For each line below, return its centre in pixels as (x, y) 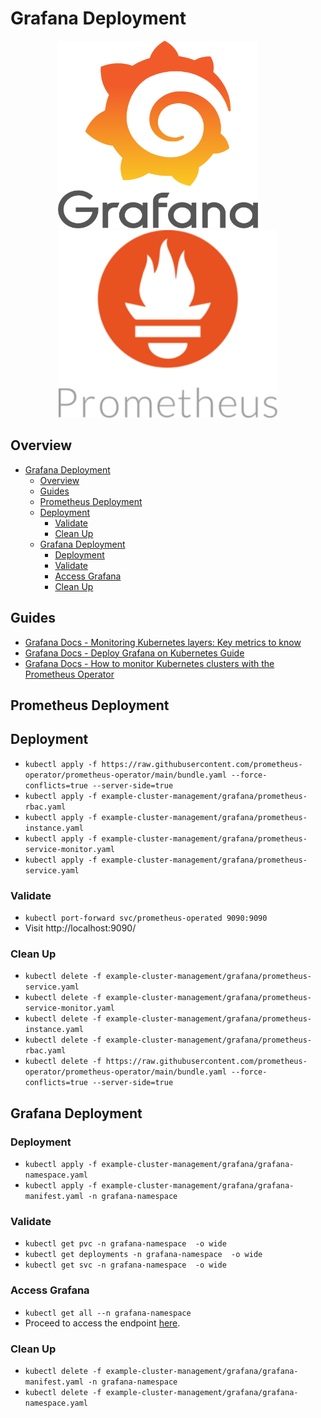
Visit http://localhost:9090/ (80, 928)
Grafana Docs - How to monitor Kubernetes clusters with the (149, 663)
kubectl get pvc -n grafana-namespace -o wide (125, 1244)
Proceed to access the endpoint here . (102, 1323)
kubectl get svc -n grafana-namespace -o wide (125, 1265)
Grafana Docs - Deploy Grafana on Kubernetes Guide (134, 653)
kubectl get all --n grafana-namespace (108, 1313)
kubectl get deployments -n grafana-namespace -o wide (143, 1255)
